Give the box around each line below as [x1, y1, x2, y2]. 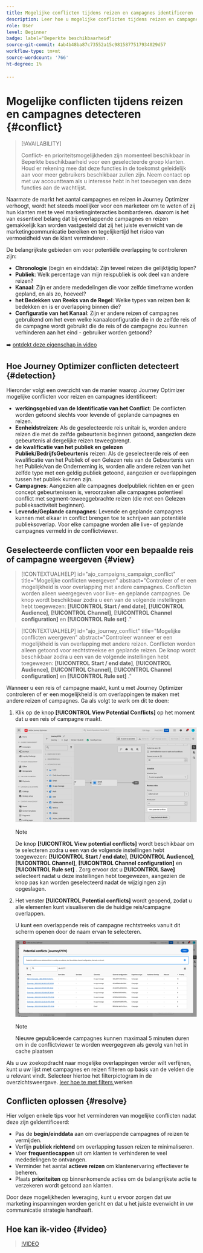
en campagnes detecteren [6, 107, 141, 121]
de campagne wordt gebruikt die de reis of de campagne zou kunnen [14, 322, 188, 330]
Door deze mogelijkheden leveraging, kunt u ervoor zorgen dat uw [6, 1194, 172, 1201]
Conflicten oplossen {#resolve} [6, 1096, 127, 1107]
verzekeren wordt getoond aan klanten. [14, 1182, 114, 1189]
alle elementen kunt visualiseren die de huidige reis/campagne [14, 903, 171, 910]
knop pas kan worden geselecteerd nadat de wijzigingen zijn [14, 879, 167, 886]
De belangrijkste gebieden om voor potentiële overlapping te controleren [6, 246, 187, 254]
